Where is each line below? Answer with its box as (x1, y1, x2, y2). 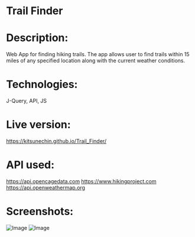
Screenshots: (6, 205, 74, 218)
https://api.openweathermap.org (6, 184, 86, 191)
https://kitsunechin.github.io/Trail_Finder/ (6, 138, 107, 144)
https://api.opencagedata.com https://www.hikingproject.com (6, 177, 157, 184)
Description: (6, 31, 69, 45)
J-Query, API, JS (6, 98, 47, 105)
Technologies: (6, 78, 78, 91)
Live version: (6, 118, 71, 131)
